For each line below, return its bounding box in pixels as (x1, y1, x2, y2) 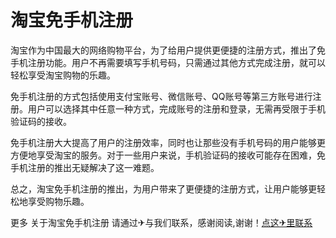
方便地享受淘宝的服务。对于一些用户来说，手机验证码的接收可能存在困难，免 (10, 149, 326, 161)
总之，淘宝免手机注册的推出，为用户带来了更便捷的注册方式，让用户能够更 (10, 182, 317, 195)
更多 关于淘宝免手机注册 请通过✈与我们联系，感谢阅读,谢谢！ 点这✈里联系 (10, 216, 313, 228)
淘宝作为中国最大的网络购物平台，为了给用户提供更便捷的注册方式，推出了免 (10, 44, 326, 56)
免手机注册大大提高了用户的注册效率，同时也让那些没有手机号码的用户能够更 (10, 136, 326, 148)
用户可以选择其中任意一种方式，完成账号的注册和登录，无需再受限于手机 (27, 102, 326, 115)
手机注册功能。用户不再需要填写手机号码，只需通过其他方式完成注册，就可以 (10, 56, 326, 68)
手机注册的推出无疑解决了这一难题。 (10, 161, 160, 173)
